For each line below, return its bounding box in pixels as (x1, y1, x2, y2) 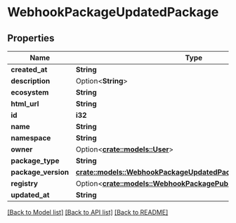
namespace (11, 133, 51, 142)
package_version (11, 168, 69, 177)
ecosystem (11, 88, 49, 97)
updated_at (11, 190, 50, 200)
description (11, 76, 51, 86)
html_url (11, 99, 39, 109)
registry (11, 179, 39, 188)
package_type (11, 156, 60, 165)
